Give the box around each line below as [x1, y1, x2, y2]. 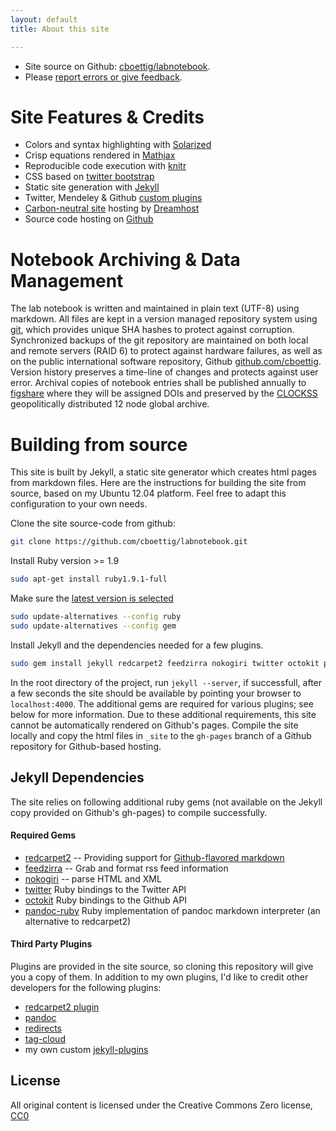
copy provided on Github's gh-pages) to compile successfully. [10, 806, 268, 818]
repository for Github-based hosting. [10, 740, 162, 752]
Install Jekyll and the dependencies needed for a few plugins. [10, 639, 264, 651]
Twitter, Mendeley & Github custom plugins [24, 192, 203, 204]
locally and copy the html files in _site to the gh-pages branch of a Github [10, 729, 312, 741]
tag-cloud [24, 1032, 66, 1045]
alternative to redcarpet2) [24, 915, 132, 927]
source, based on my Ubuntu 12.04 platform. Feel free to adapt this [10, 487, 287, 500]
